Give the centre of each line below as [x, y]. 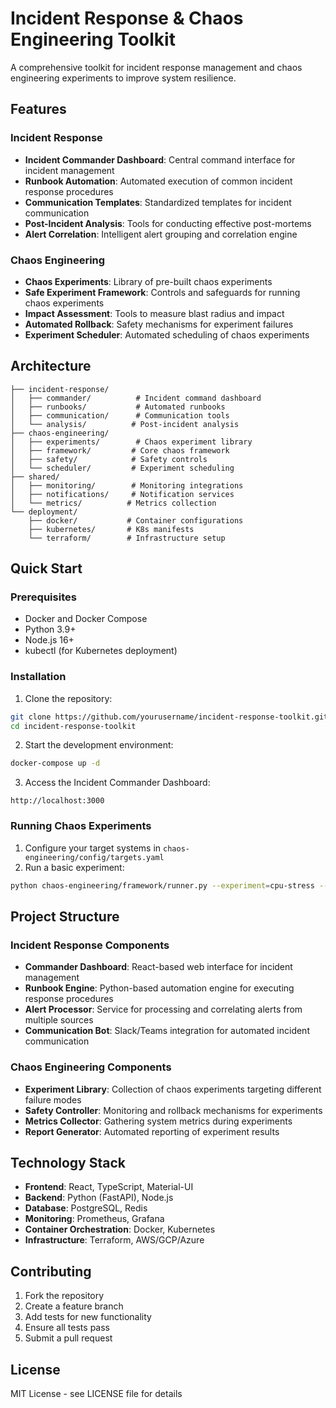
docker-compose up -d [55, 763]
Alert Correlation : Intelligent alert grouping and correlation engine [161, 234]
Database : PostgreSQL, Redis [86, 1208]
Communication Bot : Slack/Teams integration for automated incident [167, 1031]
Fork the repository [64, 1296]
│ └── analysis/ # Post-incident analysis [125, 424]
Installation [38, 677]
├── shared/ [35, 477]
